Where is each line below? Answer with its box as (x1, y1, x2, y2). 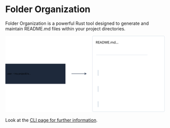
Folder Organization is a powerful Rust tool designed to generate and (5, 20, 149, 26)
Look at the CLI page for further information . (5, 117, 98, 123)
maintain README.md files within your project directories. (5, 25, 125, 31)
